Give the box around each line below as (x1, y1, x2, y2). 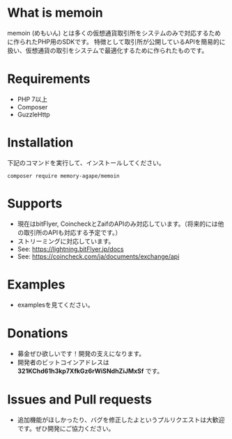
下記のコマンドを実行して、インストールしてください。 (7, 158, 165, 167)
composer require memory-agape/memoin (7, 172, 120, 179)
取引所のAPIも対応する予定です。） (23, 228, 122, 236)
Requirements (7, 71, 91, 87)
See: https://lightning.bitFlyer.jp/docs (17, 245, 124, 253)
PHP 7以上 (17, 95, 47, 103)
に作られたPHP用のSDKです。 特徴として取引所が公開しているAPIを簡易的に (7, 37, 226, 46)
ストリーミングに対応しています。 (17, 237, 115, 245)
